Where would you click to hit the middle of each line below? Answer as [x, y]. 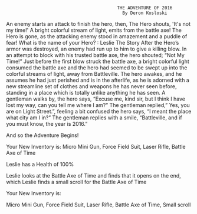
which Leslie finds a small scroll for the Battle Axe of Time [76, 182]
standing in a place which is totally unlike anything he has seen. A [86, 93]
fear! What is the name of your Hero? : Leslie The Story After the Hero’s [93, 43]
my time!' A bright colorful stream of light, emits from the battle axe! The [94, 30]
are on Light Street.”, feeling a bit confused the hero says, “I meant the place [99, 111]
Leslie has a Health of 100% [40, 164]
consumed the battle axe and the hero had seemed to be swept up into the [97, 68]
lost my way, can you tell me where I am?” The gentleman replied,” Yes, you [98, 105]
